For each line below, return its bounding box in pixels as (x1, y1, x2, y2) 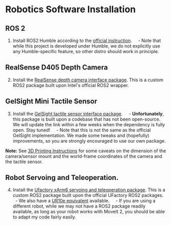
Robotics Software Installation (5, 4, 136, 15)
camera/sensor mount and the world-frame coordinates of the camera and (5, 153, 162, 159)
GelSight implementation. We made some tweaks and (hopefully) (12, 132, 150, 139)
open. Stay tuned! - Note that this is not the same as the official (12, 127, 151, 133)
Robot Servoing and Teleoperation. (5, 173, 119, 182)
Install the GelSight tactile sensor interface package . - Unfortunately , (12, 110, 164, 117)
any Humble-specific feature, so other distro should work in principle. (12, 49, 159, 54)
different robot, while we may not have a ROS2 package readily (12, 203, 145, 209)
